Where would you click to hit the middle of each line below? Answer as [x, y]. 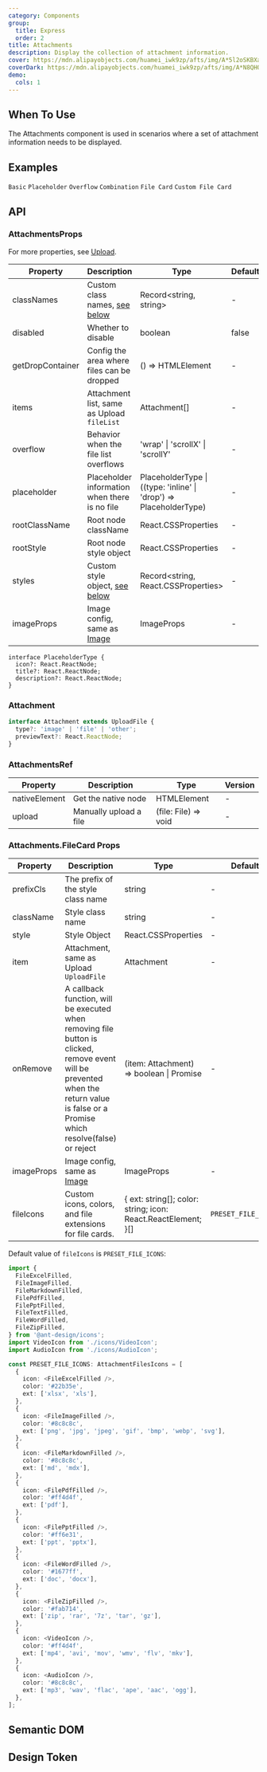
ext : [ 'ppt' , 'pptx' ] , [60, 1542]
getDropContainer [46, 365]
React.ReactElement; [163, 1219]
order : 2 [30, 38]
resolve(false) [91, 1138]
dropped [103, 380]
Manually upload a [107, 811]
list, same [105, 403]
